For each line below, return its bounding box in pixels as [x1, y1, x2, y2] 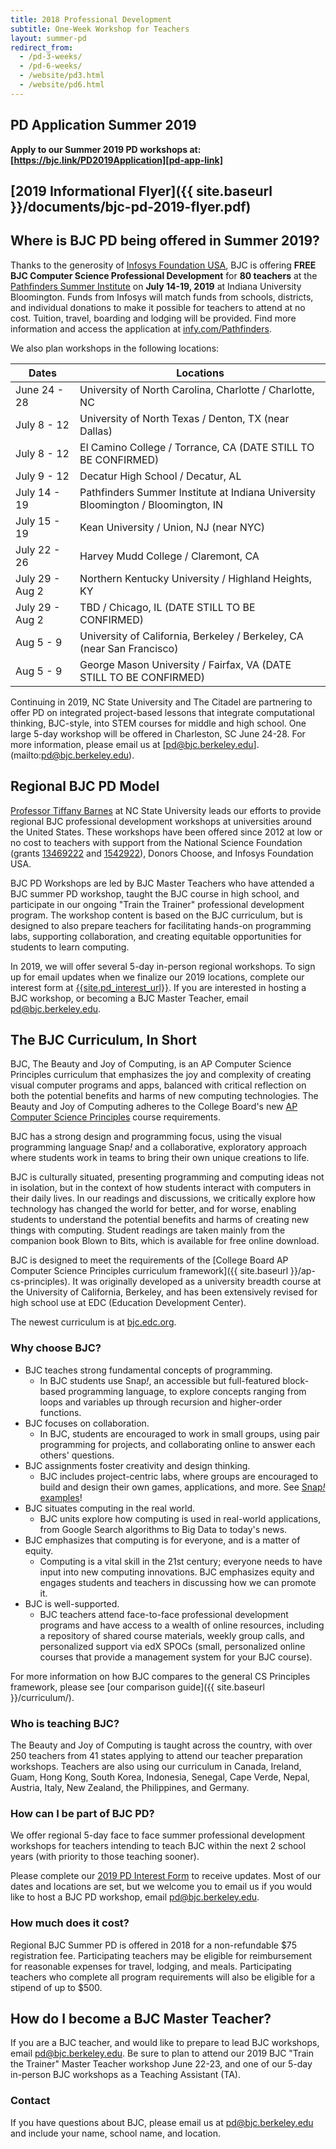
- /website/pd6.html [19, 80, 105, 90]
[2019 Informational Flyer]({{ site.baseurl [10, 182, 273, 200]
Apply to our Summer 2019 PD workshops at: [10, 143, 202, 155]
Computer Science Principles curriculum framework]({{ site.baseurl [10, 1265, 289, 1277]
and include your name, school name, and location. [10, 2127, 222, 2139]
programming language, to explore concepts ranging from [68, 1385, 307, 1397]
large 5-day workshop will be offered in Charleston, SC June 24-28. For [10, 727, 306, 740]
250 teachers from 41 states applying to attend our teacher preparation [10, 1749, 303, 1761]
